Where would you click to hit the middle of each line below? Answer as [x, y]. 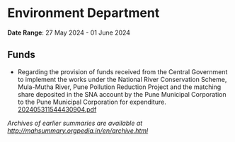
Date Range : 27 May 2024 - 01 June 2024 [69, 32]
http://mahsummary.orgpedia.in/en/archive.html [78, 130]
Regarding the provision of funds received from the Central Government [122, 71]
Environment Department [84, 13]
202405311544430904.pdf [57, 109]
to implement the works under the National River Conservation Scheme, [122, 79]
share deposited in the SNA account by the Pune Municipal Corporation [122, 94]
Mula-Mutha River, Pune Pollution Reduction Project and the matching [119, 87]
